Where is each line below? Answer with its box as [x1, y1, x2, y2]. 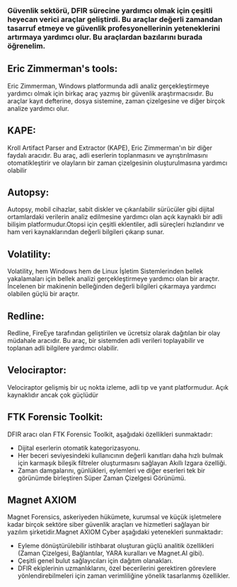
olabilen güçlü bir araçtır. [7, 289, 80, 298]
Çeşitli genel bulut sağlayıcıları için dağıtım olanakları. [17, 557, 173, 565]
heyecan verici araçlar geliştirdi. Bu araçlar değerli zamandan [7, 14, 223, 24]
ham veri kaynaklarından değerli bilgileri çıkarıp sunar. [7, 228, 165, 236]
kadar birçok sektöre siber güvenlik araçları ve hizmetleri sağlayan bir [7, 521, 210, 529]
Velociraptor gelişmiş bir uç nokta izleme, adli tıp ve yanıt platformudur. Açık [7, 383, 229, 391]
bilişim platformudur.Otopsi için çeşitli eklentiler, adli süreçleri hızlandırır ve [7, 220, 225, 228]
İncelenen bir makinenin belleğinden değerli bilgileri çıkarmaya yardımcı [7, 282, 216, 291]
